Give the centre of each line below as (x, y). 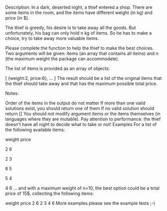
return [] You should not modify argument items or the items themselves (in (83, 114)
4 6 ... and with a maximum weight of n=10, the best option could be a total (82, 188)
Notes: (12, 93)
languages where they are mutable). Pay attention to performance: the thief (83, 119)
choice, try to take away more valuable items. (52, 38)
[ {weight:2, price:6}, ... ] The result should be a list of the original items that (83, 78)
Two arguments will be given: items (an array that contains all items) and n (82, 53)
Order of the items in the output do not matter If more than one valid (75, 103)
